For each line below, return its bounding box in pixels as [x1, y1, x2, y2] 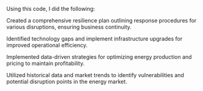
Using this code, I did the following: [6, 5, 95, 12]
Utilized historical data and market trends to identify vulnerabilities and [6, 72, 185, 78]
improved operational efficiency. [6, 42, 87, 49]
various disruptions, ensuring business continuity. [6, 24, 132, 30]
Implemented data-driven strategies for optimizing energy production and [6, 53, 192, 60]
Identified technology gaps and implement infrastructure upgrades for [6, 35, 183, 42]
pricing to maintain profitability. [6, 60, 85, 67]
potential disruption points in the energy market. [6, 78, 127, 85]
